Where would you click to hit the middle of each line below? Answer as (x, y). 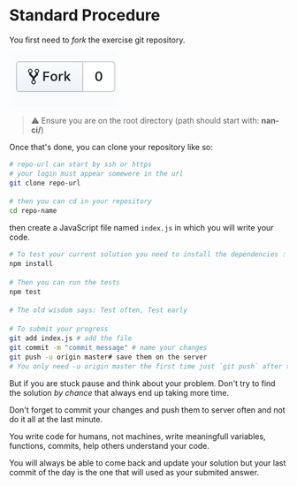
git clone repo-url (45, 183)
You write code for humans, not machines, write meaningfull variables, (138, 436)
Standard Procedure (85, 15)
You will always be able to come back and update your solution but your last (148, 463)
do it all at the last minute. (56, 419)
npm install (31, 264)
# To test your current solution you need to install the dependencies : (148, 254)
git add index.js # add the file (71, 338)
